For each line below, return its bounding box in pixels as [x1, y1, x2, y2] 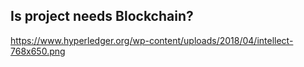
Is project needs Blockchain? [10, 8, 194, 25]
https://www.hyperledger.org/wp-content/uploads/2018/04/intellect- [10, 34, 294, 46]
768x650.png [10, 45, 66, 57]
